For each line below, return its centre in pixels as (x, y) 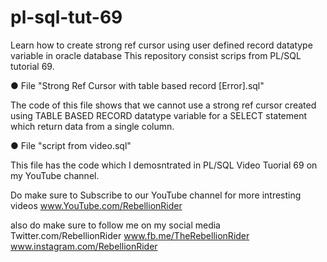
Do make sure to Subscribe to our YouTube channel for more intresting (156, 195)
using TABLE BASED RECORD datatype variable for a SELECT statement (159, 115)
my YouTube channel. (55, 175)
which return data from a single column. (92, 126)
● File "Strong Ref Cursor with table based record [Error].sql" (137, 85)
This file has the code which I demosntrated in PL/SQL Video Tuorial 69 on (164, 165)
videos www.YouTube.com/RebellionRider (96, 205)
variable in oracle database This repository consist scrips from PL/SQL (156, 55)
